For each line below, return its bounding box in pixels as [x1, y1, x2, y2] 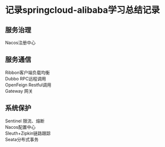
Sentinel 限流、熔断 [5, 118, 45, 124]
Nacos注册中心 [5, 40, 36, 45]
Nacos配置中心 [5, 124, 36, 130]
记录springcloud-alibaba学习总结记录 [5, 4, 160, 16]
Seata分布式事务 [5, 136, 39, 142]
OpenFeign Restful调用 [5, 82, 52, 88]
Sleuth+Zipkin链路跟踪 [5, 130, 51, 136]
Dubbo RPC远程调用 [5, 75, 46, 81]
